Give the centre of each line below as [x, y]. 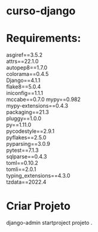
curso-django [41, 11]
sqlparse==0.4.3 [27, 157]
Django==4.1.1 [23, 80]
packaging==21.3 [28, 112]
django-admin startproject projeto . [49, 223]
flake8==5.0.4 [24, 87]
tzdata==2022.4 [26, 182]
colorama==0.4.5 [27, 74]
